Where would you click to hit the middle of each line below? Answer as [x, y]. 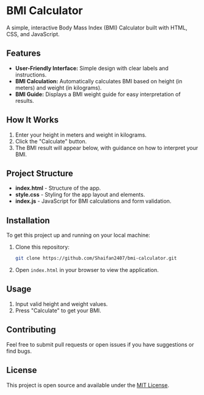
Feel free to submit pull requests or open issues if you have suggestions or [100, 344]
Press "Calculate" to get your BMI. [58, 310]
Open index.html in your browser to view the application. [87, 270]
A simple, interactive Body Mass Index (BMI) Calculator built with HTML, [97, 28]
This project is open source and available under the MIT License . [88, 385]
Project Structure [40, 173]
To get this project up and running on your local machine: [78, 235]
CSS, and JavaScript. [33, 34]
